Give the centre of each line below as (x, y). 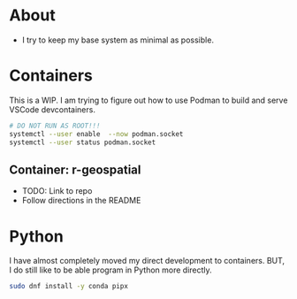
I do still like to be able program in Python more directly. (110, 270)
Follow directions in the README (81, 201)
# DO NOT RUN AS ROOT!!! (55, 126)
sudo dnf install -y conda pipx (69, 287)
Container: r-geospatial (75, 169)
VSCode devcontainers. (52, 109)
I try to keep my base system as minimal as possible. (118, 40)
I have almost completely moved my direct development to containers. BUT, (147, 261)
